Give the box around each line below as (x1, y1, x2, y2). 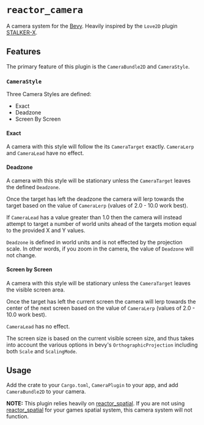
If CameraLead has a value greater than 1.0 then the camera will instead (6, 214, 182, 221)
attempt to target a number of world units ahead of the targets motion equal (6, 220, 197, 228)
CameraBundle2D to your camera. (6, 388, 87, 396)
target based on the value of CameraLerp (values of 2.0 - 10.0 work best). (6, 202, 188, 209)
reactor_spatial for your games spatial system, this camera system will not (6, 406, 192, 414)
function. (6, 413, 29, 420)
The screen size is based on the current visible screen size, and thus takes (6, 334, 194, 342)
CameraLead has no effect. (6, 323, 70, 330)
